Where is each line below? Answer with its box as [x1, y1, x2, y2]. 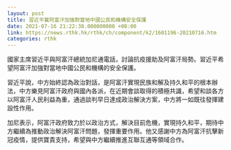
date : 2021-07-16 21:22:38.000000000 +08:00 [7, 23, 137, 29]
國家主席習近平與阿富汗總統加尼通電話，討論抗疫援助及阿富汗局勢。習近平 [7, 55, 218, 64]
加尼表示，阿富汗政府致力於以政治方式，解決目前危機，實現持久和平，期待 [7, 118, 218, 127]
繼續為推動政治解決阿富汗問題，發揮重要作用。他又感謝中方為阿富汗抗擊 [12, 127, 218, 136]
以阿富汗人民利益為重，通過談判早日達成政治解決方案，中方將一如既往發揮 [7, 95, 218, 103]
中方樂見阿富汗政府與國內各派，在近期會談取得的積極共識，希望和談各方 [19, 87, 224, 95]
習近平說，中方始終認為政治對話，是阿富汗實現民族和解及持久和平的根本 [7, 78, 212, 86]
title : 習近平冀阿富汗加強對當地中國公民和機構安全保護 [7, 16, 146, 23]
